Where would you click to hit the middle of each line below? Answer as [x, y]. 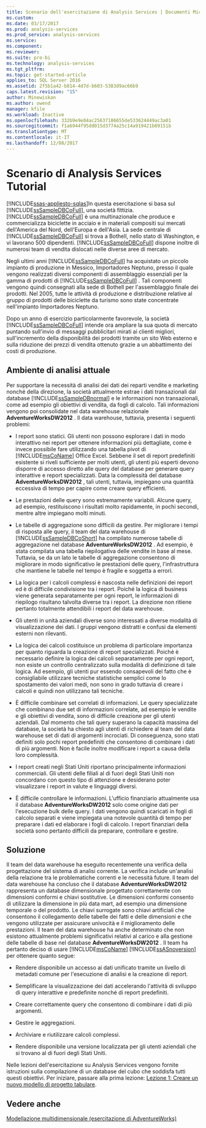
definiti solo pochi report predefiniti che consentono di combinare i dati [105, 742]
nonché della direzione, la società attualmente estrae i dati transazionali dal [101, 391]
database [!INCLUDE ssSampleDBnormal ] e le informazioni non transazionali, [103, 398]
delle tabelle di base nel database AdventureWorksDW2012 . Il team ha [97, 943]
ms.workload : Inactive [35, 115]
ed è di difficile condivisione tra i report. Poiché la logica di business [101, 589]
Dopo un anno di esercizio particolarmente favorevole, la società [88, 318]
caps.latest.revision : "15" [42, 92]
